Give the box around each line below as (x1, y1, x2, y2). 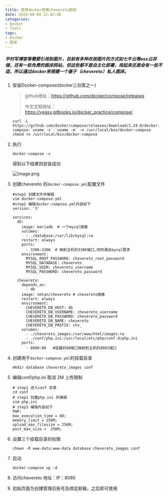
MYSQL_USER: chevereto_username (25, 265, 93, 270)
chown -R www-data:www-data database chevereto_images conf (12, 446, 140, 451)
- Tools (5, 26, 21, 31)
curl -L (12, 119, 28, 124)
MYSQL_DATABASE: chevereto (25, 260, 82, 265)
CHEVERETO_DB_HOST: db (25, 305, 73, 310)
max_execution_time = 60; (12, 413, 66, 418)
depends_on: (21, 282, 46, 287)
